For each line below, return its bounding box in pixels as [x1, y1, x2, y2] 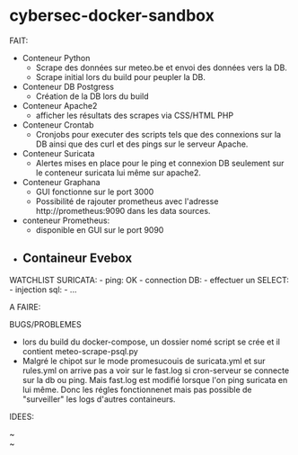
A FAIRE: [9, 301, 41, 312]
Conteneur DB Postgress [22, 81, 115, 92]
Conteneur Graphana [22, 176, 101, 187]
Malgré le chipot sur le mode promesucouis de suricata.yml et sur [22, 355, 266, 366]
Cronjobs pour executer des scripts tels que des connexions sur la [35, 129, 281, 139]
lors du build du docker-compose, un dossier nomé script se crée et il [22, 336, 281, 347]
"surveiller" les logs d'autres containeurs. [22, 393, 176, 405]
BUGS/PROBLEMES [9, 318, 83, 329]
